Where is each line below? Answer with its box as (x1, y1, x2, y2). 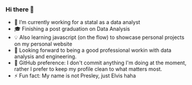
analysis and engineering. (14, 53, 77, 60)
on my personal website (14, 41, 72, 48)
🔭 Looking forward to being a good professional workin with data (14, 47, 172, 54)
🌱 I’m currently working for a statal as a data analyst (14, 19, 141, 26)
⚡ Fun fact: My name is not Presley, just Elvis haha (14, 72, 136, 79)
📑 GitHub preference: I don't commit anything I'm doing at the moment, (14, 59, 187, 67)
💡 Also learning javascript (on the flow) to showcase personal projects (14, 34, 185, 41)
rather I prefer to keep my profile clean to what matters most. (14, 66, 163, 73)
